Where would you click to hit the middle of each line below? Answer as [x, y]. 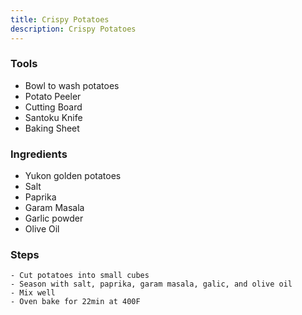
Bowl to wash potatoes [72, 85]
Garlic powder [54, 218]
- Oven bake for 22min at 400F [75, 302]
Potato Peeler [53, 96]
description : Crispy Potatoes [73, 29]
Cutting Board [53, 107]
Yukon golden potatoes [73, 176]
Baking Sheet [52, 128]
